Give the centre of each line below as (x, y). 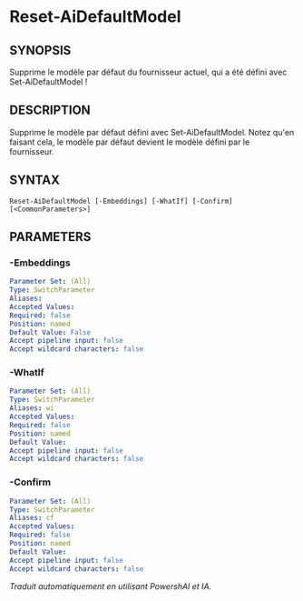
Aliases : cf (32, 518)
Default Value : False (50, 332)
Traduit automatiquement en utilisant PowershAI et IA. (111, 586)
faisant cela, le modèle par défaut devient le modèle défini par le (130, 142)
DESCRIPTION (50, 110)
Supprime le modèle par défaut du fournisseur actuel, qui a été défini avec (148, 72)
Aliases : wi (32, 408)
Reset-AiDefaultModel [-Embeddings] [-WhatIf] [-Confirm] (121, 201)
